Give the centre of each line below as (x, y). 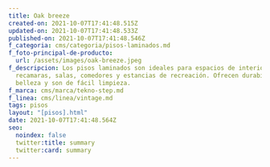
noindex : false (41, 135)
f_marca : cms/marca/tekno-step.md (66, 90)
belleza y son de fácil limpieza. (73, 83)
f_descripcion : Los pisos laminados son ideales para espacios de (122, 68)
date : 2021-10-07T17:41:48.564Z (62, 120)
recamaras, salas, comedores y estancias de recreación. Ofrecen (127, 75)
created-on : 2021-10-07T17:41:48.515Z (73, 23)
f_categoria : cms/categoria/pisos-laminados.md (90, 46)
